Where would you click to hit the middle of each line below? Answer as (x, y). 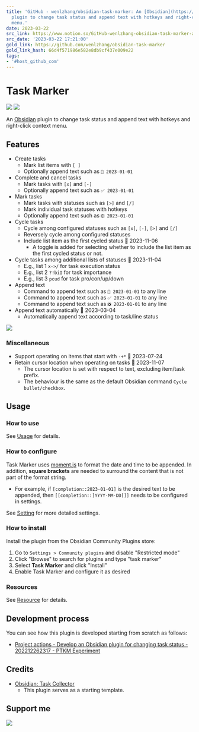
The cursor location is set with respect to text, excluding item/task (104, 368)
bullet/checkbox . (44, 387)
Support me (28, 709)
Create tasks (30, 159)
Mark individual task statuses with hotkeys (75, 209)
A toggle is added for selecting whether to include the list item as (112, 247)
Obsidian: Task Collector (45, 683)
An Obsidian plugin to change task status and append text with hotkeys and (98, 119)
